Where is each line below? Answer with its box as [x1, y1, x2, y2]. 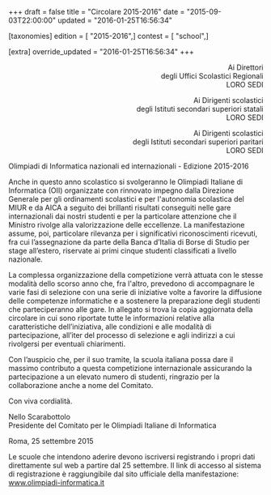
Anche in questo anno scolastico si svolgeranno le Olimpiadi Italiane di [8, 177, 243, 186]
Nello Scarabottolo [8, 412, 71, 421]
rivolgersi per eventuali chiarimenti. [8, 339, 126, 348]
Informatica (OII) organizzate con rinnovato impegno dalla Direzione [8, 186, 235, 195]
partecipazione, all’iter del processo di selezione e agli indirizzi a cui [8, 331, 236, 339]
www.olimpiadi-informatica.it [8, 478, 105, 487]
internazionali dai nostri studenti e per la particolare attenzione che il [8, 211, 237, 221]
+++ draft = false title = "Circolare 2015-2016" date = [8, 7, 185, 16]
